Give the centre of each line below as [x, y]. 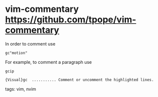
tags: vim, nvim [21, 89]
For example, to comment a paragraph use [49, 62]
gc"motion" [16, 53]
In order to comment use [30, 44]
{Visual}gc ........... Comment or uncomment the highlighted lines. [79, 80]
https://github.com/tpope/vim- [71, 20]
